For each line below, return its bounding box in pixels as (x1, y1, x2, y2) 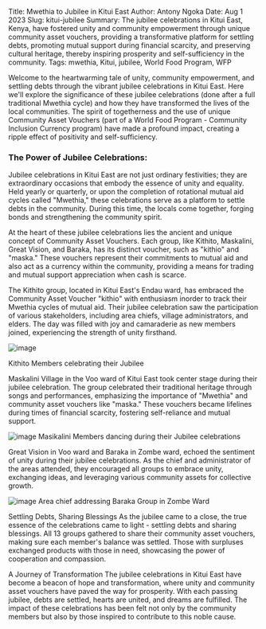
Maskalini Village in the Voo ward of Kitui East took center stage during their (8, 374, 258, 384)
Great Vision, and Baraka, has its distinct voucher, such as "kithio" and (8, 244, 240, 254)
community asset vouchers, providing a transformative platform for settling (8, 32, 255, 41)
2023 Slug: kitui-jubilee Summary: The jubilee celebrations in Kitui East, (8, 15, 243, 25)
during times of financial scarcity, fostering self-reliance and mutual (8, 408, 231, 417)
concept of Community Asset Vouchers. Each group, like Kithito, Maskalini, (8, 236, 254, 246)
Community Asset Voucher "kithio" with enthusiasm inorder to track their (8, 294, 247, 303)
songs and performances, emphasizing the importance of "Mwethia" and (8, 391, 248, 400)
